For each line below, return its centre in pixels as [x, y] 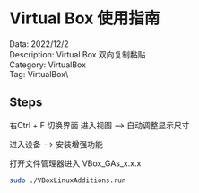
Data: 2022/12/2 [39, 44]
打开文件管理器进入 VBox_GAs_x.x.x [75, 163]
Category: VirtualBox [48, 65]
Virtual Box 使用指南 [85, 18]
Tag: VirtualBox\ [39, 74]
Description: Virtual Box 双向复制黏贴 [78, 54]
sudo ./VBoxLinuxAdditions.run [68, 180]
